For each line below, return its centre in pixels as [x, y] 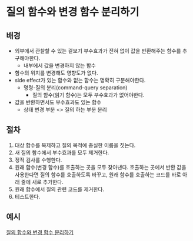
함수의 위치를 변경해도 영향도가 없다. [56, 73]
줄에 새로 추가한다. [42, 182]
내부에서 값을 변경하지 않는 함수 [59, 66]
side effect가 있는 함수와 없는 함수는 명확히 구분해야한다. [80, 80]
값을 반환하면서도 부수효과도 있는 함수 [58, 102]
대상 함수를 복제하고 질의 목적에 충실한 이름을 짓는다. [75, 145]
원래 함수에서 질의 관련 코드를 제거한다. [59, 189]
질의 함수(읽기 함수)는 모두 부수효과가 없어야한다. [88, 95]
